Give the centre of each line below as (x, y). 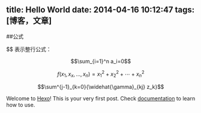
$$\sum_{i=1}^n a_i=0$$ (101, 61)
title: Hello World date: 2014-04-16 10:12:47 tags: (100, 10)
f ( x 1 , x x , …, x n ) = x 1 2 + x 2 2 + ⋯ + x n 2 (101, 74)
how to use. (21, 105)
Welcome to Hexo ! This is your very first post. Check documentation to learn (101, 99)
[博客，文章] (29, 21)
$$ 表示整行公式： (29, 49)
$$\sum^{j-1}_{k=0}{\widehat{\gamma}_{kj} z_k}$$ (101, 87)
